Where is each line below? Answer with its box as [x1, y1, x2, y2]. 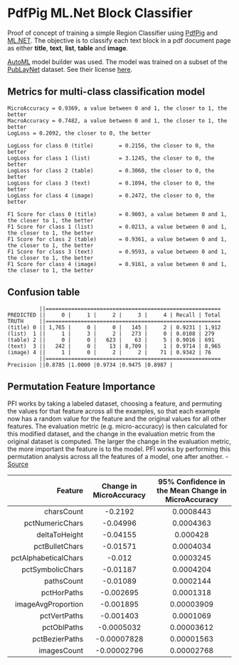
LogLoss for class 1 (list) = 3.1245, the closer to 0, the [7, 155, 215, 162]
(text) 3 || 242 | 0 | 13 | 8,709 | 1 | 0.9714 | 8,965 [7, 342, 221, 350]
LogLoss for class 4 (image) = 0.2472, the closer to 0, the [7, 192, 215, 199]
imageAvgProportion [15, 599, 84, 609]
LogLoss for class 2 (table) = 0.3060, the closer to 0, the [7, 167, 215, 174]
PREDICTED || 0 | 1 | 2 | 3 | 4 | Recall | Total [7, 311, 221, 319]
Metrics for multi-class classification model [7, 86, 205, 98]
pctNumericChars [23, 518, 84, 528]
